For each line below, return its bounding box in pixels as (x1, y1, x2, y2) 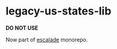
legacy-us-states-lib (5, 4, 112, 18)
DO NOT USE (5, 24, 39, 31)
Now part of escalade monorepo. (5, 36, 88, 43)
